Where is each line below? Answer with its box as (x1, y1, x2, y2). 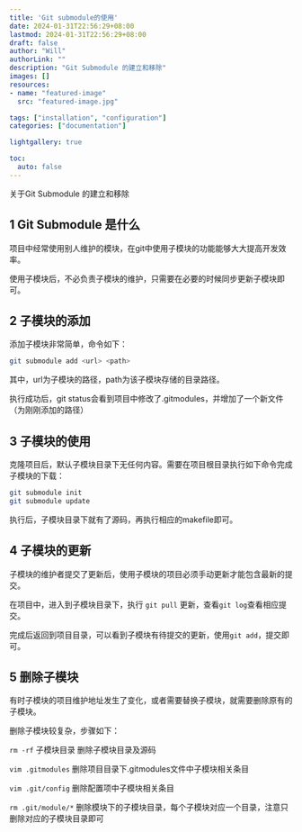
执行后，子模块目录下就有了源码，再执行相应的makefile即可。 (9, 514, 238, 525)
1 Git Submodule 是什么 (9, 217, 141, 232)
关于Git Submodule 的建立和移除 (9, 188, 130, 199)
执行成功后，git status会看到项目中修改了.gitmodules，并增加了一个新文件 (9, 393, 284, 404)
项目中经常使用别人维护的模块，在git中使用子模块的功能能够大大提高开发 (9, 242, 279, 253)
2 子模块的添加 (9, 312, 92, 329)
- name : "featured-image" (9, 88, 106, 97)
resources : (9, 80, 50, 89)
